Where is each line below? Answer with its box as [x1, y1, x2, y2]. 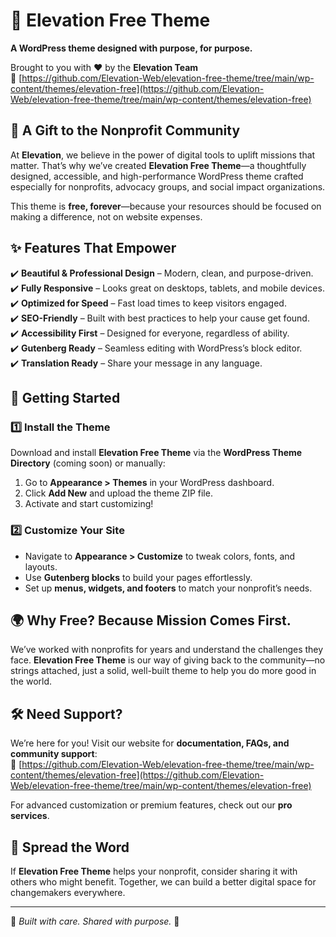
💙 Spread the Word [10, 839, 130, 856]
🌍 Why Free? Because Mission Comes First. [10, 612, 292, 629]
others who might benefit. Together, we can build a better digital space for [10, 875, 317, 888]
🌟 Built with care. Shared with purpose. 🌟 [10, 915, 180, 927]
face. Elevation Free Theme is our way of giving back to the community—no [10, 654, 326, 666]
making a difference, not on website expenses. [10, 210, 203, 223]
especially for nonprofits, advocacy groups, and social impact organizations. [10, 180, 326, 193]
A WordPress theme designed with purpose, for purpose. [10, 42, 253, 54]
